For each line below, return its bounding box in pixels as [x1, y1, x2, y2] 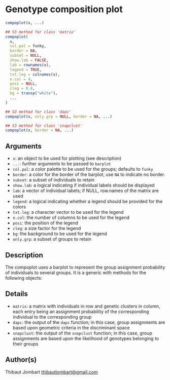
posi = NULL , [10, 81, 38, 87]
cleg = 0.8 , [10, 86, 36, 91]
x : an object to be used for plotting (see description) [12, 156, 122, 162]
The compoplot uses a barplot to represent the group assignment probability [5, 264, 165, 270]
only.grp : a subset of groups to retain [12, 236, 92, 242]
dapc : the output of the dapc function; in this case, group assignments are [12, 319, 165, 325]
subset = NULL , [10, 53, 42, 58]
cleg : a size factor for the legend [12, 225, 81, 232]
